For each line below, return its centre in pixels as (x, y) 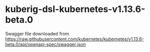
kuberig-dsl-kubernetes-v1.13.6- (75, 9)
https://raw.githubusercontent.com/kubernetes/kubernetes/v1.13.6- (75, 39)
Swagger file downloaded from (37, 33)
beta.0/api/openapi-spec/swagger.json (46, 44)
